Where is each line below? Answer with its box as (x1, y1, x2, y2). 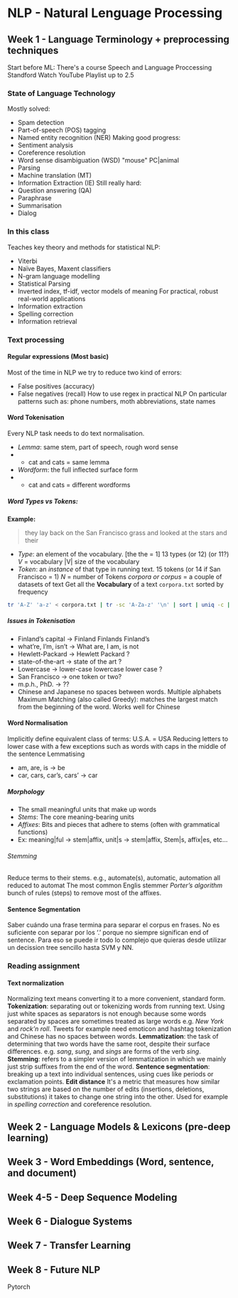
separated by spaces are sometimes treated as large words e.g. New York (7, 1017, 224, 1026)
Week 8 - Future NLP (7, 1263, 101, 1276)
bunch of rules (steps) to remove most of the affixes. (7, 889, 162, 897)
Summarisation (17, 201, 63, 210)
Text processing (7, 335, 65, 345)
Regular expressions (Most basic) (7, 352, 109, 361)
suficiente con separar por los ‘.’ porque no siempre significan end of (7, 929, 210, 937)
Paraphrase (17, 194, 52, 202)
